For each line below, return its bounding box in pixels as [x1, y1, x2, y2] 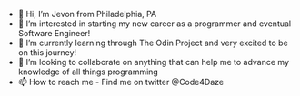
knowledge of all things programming [17, 66, 159, 77]
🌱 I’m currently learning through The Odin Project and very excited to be [17, 37, 288, 48]
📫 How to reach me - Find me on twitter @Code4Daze [17, 77, 225, 87]
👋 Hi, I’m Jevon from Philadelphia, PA [17, 9, 157, 19]
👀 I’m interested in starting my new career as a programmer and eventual [17, 18, 292, 29]
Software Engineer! [17, 28, 91, 38]
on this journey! [17, 47, 77, 58]
